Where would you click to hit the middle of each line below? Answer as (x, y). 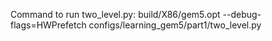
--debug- (242, 14)
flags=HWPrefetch (48, 25)
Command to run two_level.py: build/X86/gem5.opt (115, 14)
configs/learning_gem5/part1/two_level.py (175, 25)
